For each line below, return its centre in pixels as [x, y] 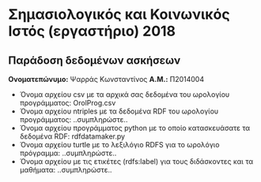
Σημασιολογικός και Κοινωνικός [119, 15]
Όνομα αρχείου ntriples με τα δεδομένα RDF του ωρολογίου [119, 111]
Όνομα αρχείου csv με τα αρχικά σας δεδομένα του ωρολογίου [125, 95]
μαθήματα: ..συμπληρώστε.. [66, 170]
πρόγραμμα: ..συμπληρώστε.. [68, 153]
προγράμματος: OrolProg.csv [68, 103]
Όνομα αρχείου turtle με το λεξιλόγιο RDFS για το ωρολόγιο [119, 145]
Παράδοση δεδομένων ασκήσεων [95, 60]
